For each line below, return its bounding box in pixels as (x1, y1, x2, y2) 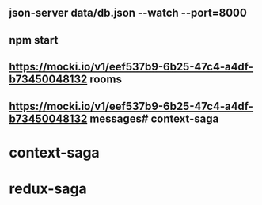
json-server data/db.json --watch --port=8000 (9, 6, 248, 20)
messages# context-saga (89, 112, 219, 125)
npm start (9, 33, 59, 47)
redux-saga (9, 180, 88, 197)
